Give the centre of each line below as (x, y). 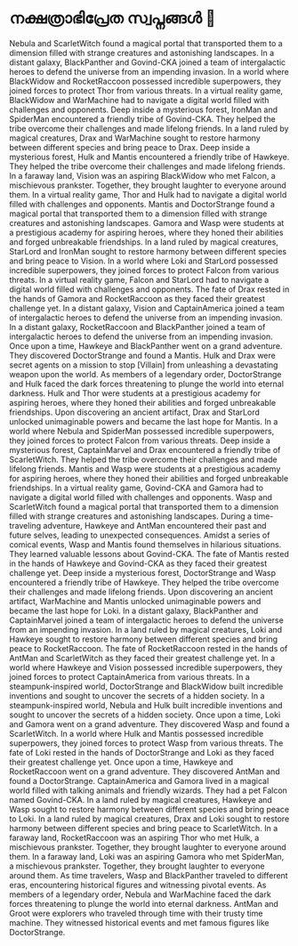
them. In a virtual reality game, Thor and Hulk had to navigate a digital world (148, 194)
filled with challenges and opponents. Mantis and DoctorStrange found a (142, 204)
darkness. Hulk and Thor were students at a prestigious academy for (135, 393)
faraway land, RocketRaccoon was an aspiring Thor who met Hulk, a (134, 837)
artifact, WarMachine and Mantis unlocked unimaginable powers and (135, 601)
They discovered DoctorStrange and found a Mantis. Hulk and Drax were (142, 355)
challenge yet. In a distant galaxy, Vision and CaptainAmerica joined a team (147, 308)
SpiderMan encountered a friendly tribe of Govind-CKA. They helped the (142, 118)
